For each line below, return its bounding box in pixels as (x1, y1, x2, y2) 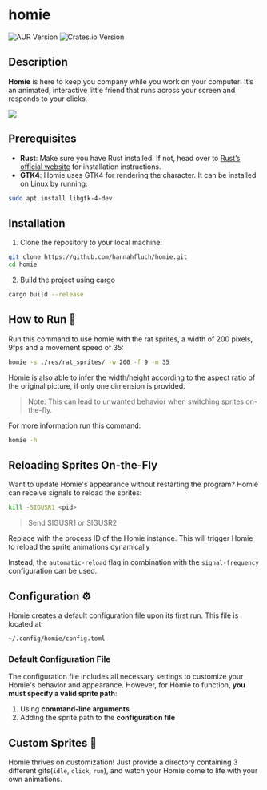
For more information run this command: (8, 421, 141, 430)
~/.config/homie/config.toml (8, 635, 106, 643)
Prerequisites (8, 132, 77, 146)
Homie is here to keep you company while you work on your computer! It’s (8, 76, 253, 86)
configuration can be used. (8, 566, 98, 576)
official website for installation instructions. (19, 162, 161, 171)
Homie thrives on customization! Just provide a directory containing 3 (8, 757, 238, 767)
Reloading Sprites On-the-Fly (8, 458, 158, 472)
